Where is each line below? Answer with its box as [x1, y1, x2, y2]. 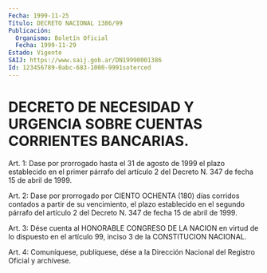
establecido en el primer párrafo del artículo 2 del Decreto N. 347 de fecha [8, 167, 253, 176]
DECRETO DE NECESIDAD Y [8, 97, 194, 116]
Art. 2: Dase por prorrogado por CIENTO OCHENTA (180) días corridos [8, 191, 240, 200]
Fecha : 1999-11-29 [15, 42, 77, 49]
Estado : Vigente [8, 49, 62, 57]
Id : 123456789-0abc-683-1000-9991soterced [8, 64, 151, 72]
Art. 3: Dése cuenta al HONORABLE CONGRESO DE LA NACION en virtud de [8, 223, 259, 232]
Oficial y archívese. [8, 255, 72, 265]
